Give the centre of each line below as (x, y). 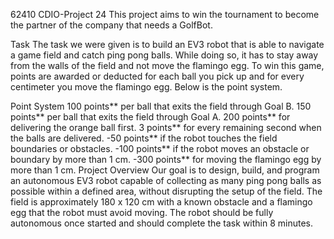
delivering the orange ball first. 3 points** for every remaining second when (166, 127)
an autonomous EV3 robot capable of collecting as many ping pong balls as (166, 180)
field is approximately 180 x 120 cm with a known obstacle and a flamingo (161, 202)
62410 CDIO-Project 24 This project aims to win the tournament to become (165, 14)
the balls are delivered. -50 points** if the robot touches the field (144, 138)
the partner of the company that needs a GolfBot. (111, 25)
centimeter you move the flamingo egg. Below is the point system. (146, 87)
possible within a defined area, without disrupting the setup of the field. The (166, 191)
